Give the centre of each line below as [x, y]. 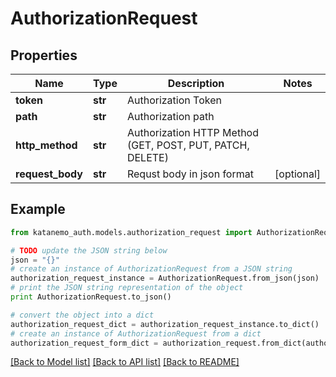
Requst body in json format [190, 174]
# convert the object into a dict [82, 315]
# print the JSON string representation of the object [127, 288]
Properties [44, 55]
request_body [49, 174]
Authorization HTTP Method [192, 132]
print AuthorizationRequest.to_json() [91, 297]
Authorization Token [174, 100]
